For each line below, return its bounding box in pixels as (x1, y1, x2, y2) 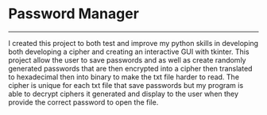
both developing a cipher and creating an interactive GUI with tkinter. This (8, 47, 250, 56)
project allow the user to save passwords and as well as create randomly (8, 55, 246, 64)
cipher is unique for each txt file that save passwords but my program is (8, 80, 244, 90)
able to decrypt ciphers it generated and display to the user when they (8, 89, 239, 98)
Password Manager (8, 5, 139, 23)
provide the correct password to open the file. (8, 97, 159, 107)
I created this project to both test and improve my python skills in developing (8, 38, 259, 48)
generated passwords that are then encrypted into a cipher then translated (8, 63, 253, 73)
